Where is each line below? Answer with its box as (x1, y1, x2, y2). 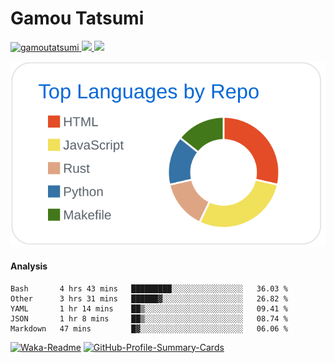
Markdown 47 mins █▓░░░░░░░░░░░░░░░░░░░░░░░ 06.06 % (10, 323, 288, 334)
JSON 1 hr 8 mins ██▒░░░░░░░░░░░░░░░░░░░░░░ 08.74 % (10, 313, 288, 324)
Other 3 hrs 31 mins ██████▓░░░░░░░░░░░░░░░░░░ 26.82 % (10, 293, 288, 304)
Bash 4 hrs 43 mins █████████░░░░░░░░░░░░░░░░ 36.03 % (10, 283, 288, 294)
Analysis (10, 260, 48, 272)
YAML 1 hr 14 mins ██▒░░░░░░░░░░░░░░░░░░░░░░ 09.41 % (10, 303, 288, 314)
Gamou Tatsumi (10, 7, 145, 30)
